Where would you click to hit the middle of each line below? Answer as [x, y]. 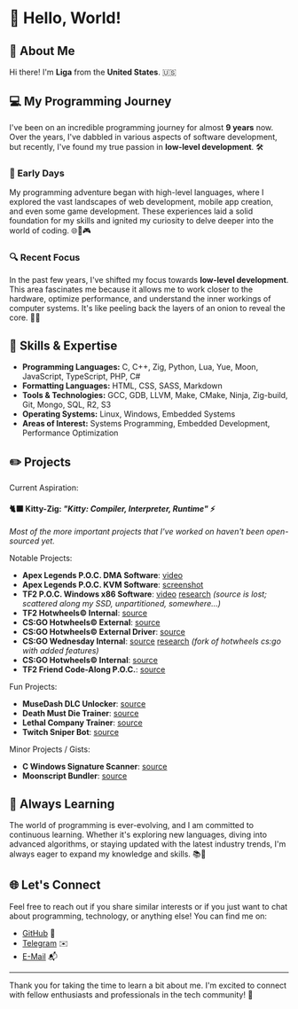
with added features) [60, 651]
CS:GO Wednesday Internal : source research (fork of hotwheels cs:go [152, 641]
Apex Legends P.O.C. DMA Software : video [102, 575]
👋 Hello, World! [65, 18]
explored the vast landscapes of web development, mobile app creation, [141, 202]
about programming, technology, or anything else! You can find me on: [138, 916]
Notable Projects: [41, 559]
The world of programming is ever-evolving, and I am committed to [132, 825]
